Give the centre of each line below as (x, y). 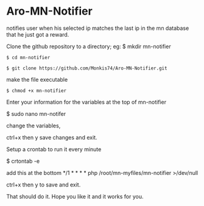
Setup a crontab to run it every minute (54, 149)
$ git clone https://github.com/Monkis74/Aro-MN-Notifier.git (87, 68)
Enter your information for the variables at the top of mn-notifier (86, 102)
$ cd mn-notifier (28, 57)
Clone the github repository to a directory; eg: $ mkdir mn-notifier (89, 46)
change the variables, (33, 126)
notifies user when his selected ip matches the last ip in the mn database (98, 28)
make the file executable (37, 79)
